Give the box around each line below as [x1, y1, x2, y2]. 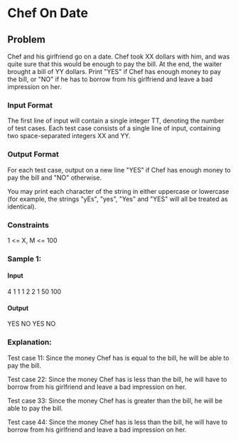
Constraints [7, 219, 50, 229]
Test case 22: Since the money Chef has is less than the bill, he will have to [7, 375, 227, 383]
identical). [7, 202, 37, 211]
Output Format [7, 150, 59, 160]
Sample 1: [7, 254, 42, 264]
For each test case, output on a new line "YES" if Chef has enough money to [7, 165, 231, 174]
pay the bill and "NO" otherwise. [7, 173, 102, 182]
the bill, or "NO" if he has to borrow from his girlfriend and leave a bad [7, 75, 213, 83]
